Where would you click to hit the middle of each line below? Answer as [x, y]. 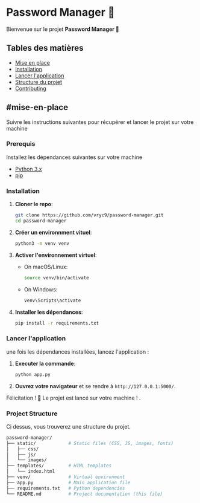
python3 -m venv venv [42, 243]
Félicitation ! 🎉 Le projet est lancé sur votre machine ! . [73, 398]
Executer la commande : [45, 363]
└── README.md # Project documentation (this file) [85, 494]
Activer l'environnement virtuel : [56, 255]
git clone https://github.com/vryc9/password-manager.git [89, 215]
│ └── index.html [31, 472]
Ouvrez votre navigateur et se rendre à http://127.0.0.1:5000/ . [95, 386]
